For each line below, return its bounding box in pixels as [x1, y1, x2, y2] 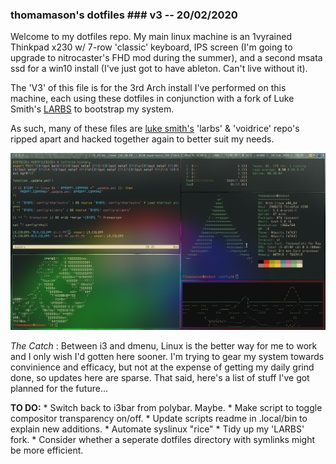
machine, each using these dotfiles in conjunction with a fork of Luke [10, 93, 295, 105]
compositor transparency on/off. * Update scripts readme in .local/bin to [10, 413, 308, 425]
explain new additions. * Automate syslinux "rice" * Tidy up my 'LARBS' [10, 423, 305, 435]
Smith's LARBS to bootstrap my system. [10, 103, 175, 115]
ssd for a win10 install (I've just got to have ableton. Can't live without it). [10, 63, 308, 75]
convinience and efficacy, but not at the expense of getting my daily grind [10, 361, 315, 373]
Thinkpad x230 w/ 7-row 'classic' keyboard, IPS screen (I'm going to [10, 41, 293, 53]
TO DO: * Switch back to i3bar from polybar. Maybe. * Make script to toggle [10, 402, 323, 414]
